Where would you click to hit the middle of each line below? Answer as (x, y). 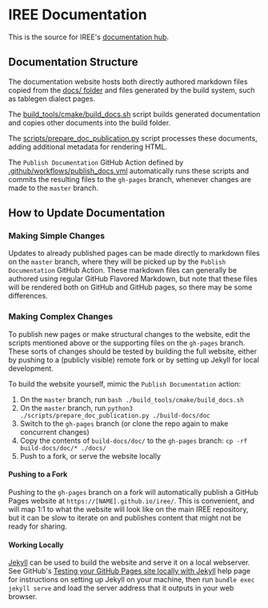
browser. (23, 597)
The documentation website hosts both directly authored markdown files (128, 81)
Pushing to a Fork (38, 474)
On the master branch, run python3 (76, 407)
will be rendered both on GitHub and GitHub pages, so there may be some (130, 287)
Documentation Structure (73, 62)
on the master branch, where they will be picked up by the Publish (117, 261)
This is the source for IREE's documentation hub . (89, 37)
